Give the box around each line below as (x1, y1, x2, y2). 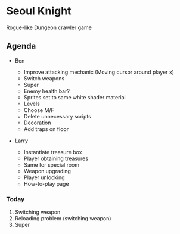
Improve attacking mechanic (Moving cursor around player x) (23, 68, 175, 76)
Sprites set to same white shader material (23, 93, 126, 101)
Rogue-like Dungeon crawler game (6, 24, 92, 31)
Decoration (23, 119, 52, 126)
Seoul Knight (6, 4, 72, 18)
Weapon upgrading (23, 167, 72, 174)
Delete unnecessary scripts (23, 113, 91, 120)
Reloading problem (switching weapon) (14, 215, 111, 222)
